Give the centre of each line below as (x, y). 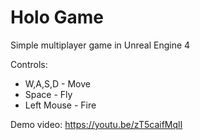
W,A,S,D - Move (57, 83)
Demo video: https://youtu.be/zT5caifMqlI (96, 124)
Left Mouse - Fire (60, 105)
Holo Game (57, 17)
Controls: (29, 64)
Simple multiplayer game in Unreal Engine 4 (100, 45)
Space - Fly (48, 94)
